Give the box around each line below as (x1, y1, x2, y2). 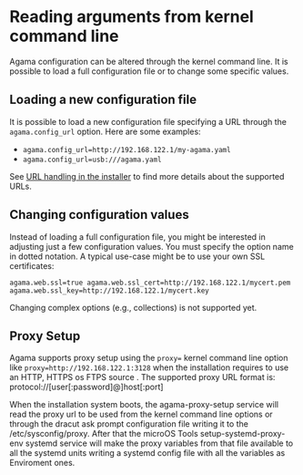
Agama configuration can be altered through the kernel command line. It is (9, 56, 288, 67)
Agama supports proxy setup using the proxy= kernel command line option (9, 353, 288, 364)
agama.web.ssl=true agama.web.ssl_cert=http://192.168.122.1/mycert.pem (9, 278, 291, 287)
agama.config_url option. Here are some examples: (9, 126, 202, 137)
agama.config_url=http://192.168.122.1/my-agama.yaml (22, 145, 231, 154)
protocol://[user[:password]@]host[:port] (9, 381, 164, 393)
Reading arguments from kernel (9, 6, 255, 27)
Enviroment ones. (9, 458, 76, 469)
